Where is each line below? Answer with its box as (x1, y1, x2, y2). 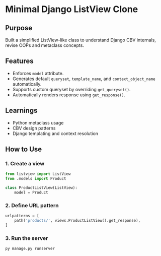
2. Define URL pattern (5, 202, 59, 209)
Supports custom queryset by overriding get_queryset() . (12, 86, 131, 92)
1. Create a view (5, 160, 45, 167)
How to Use (5, 145, 42, 154)
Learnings (5, 106, 38, 115)
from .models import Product (5, 176, 66, 181)
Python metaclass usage (12, 119, 64, 125)
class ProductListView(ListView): (5, 185, 78, 190)
